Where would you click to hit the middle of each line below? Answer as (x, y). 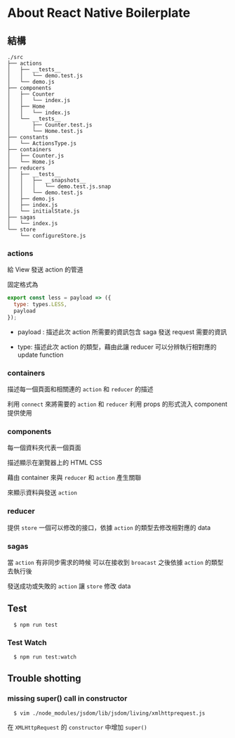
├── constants (28, 137)
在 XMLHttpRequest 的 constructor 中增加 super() (77, 727)
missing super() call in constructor (67, 699)
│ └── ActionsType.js (42, 144)
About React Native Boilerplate (99, 13)
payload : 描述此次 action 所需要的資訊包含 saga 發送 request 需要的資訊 (122, 331)
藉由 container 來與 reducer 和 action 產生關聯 (74, 478)
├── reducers (26, 168)
